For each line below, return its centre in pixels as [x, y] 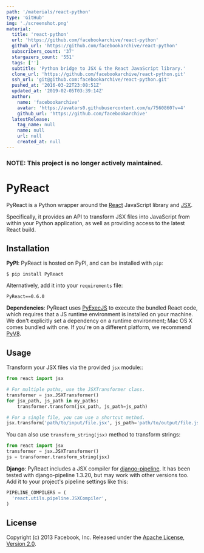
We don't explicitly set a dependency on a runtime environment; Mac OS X [100, 321]
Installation [28, 249]
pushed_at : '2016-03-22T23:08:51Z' [57, 86]
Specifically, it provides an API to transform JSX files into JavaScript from [98, 217]
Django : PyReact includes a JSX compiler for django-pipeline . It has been [98, 469]
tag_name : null [36, 125]
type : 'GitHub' [25, 18]
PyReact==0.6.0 [25, 297]
